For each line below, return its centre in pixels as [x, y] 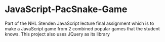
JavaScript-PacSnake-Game [66, 9]
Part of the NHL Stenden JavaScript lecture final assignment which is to [79, 23]
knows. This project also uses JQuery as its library [57, 34]
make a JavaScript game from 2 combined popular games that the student [82, 28]
